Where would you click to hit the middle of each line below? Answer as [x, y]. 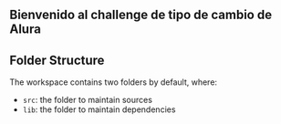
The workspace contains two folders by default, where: [113, 82]
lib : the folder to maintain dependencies [99, 109]
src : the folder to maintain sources [88, 100]
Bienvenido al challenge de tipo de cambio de [140, 15]
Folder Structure [57, 60]
